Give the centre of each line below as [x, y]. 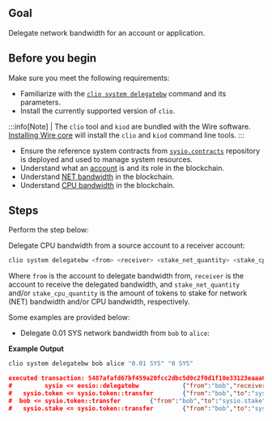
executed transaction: [47, 378]
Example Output [36, 349]
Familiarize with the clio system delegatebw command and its [123, 93]
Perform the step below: [49, 230]
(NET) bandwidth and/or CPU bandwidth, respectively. [99, 302]
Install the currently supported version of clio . [98, 111]
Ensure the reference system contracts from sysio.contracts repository [140, 151]
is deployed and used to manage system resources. [106, 159]
